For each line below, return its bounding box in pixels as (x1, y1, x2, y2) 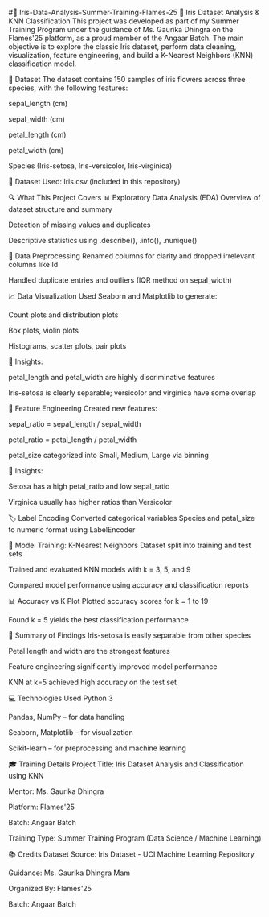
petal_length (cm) (8, 130, 67, 139)
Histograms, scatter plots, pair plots (8, 341, 127, 350)
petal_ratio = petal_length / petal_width (8, 435, 137, 444)
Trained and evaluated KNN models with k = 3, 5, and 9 (8, 564, 191, 574)
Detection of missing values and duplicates (8, 220, 151, 229)
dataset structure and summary (8, 204, 112, 213)
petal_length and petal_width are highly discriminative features (8, 373, 215, 382)
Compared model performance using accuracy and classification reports (8, 580, 249, 589)
